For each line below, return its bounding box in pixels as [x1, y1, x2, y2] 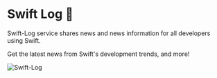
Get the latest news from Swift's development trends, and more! [7, 50, 190, 58]
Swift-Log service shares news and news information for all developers [7, 29, 211, 37]
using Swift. [7, 36, 41, 44]
